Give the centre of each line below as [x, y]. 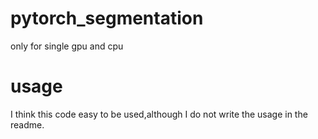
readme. [27, 124]
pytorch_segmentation [107, 18]
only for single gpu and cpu [67, 46]
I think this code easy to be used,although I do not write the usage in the [159, 114]
